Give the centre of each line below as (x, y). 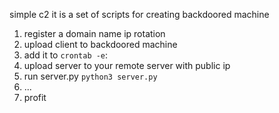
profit (35, 97)
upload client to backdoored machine (100, 44)
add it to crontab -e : (66, 55)
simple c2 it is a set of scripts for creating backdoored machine (139, 14)
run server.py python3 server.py (90, 76)
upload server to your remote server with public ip (127, 65)
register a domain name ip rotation (94, 33)
